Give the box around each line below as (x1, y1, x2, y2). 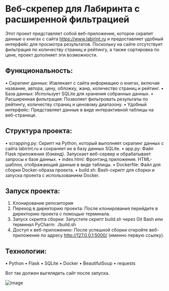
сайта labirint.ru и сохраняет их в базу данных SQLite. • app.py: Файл (5, 145, 154, 151)
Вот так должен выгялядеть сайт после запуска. (5, 270, 110, 276)
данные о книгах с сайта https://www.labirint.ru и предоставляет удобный (5, 36, 163, 42)
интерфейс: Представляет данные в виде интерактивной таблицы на (5, 106, 154, 112)
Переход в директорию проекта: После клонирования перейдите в (12, 205, 158, 212)
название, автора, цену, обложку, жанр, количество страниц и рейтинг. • (5, 85, 164, 91)
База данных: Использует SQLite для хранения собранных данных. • (5, 90, 154, 96)
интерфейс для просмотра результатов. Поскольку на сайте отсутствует (5, 41, 163, 47)
